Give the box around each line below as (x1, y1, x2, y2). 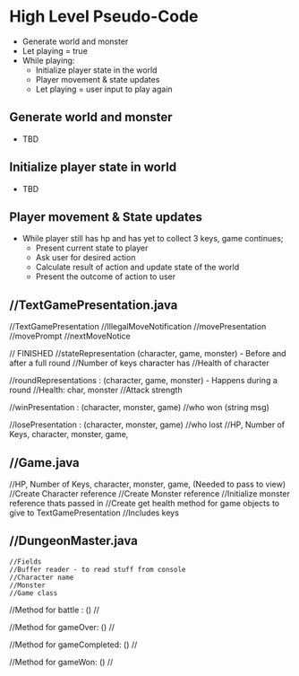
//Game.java (9, 455, 81, 470)
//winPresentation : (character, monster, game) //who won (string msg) (9, 402, 270, 413)
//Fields (9, 557, 42, 566)
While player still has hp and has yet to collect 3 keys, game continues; (21, 233, 284, 244)
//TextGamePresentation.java (9, 297, 178, 312)
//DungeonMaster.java (9, 533, 139, 549)
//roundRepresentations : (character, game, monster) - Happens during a (9, 375, 278, 386)
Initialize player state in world (9, 160, 177, 175)
